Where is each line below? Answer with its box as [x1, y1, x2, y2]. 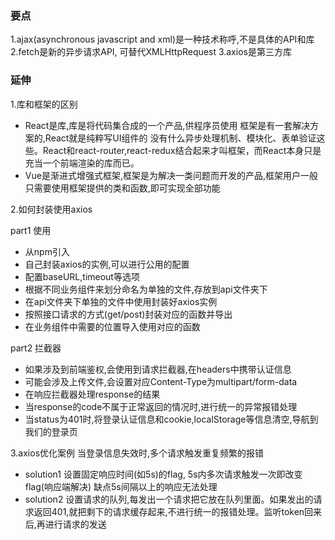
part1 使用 [10, 224, 52, 236]
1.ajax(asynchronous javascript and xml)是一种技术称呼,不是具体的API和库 [10, 33, 315, 46]
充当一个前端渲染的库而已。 [24, 157, 140, 169]
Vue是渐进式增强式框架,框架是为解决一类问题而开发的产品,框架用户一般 [24, 169, 318, 181]
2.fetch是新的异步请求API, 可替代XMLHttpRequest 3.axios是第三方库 [10, 46, 292, 58]
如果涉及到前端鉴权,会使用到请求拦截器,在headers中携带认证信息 [24, 363, 292, 375]
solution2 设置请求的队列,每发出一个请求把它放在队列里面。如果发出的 [24, 493, 314, 505]
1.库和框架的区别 [10, 98, 78, 110]
